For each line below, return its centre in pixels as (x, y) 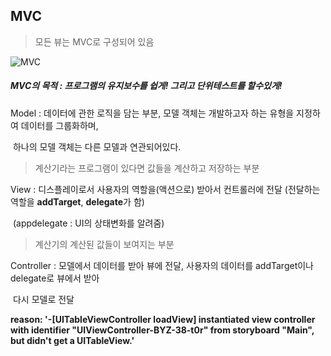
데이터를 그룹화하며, (59, 125)
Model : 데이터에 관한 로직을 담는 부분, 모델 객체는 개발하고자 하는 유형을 (152, 113)
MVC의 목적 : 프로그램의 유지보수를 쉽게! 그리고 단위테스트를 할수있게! (146, 86)
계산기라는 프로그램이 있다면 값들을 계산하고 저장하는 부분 (147, 168)
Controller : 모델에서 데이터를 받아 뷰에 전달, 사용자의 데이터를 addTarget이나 (162, 265)
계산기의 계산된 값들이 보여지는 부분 (104, 244)
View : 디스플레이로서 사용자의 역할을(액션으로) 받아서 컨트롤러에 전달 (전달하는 (165, 189)
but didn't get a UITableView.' (72, 340)
